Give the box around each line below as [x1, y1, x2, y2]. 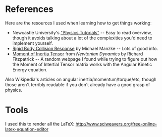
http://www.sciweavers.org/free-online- [75, 121, 157, 127]
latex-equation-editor [5, 126, 49, 132]
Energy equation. [12, 66, 48, 73]
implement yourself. [12, 40, 53, 46]
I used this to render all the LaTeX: [5, 121, 75, 127]
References [5, 3, 54, 15]
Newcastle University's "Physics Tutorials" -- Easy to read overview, [12, 29, 152, 35]
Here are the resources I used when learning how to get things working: [5, 20, 152, 26]
